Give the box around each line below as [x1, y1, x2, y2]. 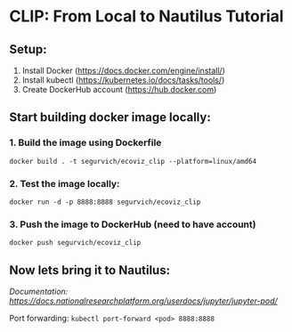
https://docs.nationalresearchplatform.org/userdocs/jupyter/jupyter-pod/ [9, 296, 278, 306]
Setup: [9, 42, 47, 57]
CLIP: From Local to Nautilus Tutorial [9, 6, 284, 27]
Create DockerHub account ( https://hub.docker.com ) [21, 85, 217, 94]
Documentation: [9, 287, 69, 297]
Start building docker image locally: [9, 109, 211, 126]
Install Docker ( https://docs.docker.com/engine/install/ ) [21, 65, 225, 76]
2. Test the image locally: [9, 177, 120, 190]
